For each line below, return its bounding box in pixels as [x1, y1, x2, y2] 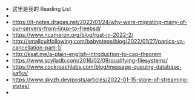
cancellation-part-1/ [12, 44, 62, 51]
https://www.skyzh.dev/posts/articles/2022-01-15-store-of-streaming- [12, 76, 189, 83]
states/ [12, 83, 30, 89]
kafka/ [12, 70, 28, 77]
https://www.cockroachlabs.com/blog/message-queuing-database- [12, 63, 182, 70]
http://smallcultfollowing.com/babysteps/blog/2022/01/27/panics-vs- [12, 38, 185, 45]
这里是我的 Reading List [12, 5, 71, 12]
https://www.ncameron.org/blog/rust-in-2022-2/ [12, 31, 134, 38]
